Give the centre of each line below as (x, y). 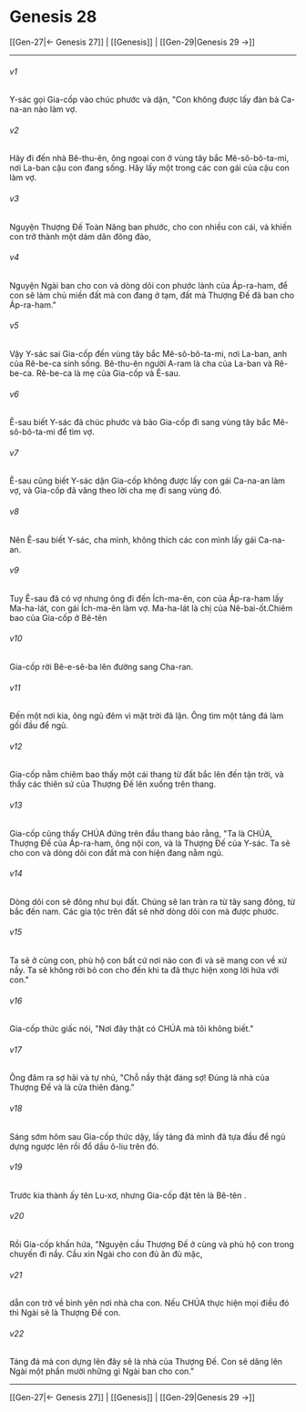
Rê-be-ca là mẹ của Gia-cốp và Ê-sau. (108, 373)
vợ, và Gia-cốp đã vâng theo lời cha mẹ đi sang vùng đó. (116, 491)
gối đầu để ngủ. (39, 726)
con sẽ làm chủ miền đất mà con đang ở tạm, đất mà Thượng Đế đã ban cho (152, 295)
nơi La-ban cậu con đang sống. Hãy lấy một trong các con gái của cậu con (149, 168)
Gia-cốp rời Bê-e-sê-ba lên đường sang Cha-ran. (102, 666)
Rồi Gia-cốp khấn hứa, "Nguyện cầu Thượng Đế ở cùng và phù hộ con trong (152, 1244)
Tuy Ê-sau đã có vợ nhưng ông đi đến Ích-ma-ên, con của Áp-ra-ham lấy (147, 598)
